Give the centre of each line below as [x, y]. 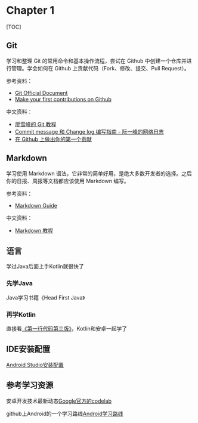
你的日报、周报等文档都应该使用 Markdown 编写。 [68, 181]
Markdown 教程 [34, 230]
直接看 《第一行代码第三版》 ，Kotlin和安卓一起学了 [66, 328]
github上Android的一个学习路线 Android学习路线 [65, 413]
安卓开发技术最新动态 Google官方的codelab [59, 401]
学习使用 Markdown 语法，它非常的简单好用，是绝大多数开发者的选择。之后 [99, 173]
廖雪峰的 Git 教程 [35, 124]
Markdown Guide [36, 205]
